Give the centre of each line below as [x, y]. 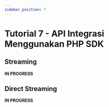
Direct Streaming [31, 89]
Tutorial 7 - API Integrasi [54, 33]
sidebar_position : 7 [26, 9]
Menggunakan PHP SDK [54, 44]
